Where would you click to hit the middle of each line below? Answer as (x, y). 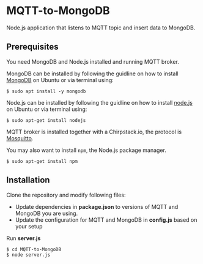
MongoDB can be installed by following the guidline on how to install (92, 74)
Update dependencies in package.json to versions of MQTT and (97, 206)
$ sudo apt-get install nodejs (46, 120)
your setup (29, 226)
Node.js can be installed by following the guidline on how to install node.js (99, 102)
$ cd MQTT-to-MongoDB (34, 249)
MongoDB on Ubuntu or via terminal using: (60, 80)
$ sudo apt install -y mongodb (46, 91)
